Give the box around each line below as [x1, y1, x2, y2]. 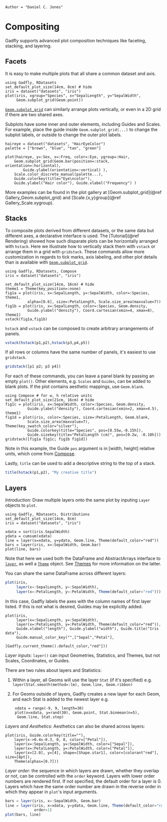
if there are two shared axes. [5, 111, 64, 117]
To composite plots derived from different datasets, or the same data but [5, 227, 154, 233]
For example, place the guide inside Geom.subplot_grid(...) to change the [5, 126, 158, 132]
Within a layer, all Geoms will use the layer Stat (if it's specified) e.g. [12, 677, 153, 683]
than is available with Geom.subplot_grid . [5, 259, 88, 265]
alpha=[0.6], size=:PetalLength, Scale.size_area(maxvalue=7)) [27, 299, 162, 304]
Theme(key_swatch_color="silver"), [5, 424, 79, 429]
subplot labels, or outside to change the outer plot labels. [5, 132, 122, 138]
